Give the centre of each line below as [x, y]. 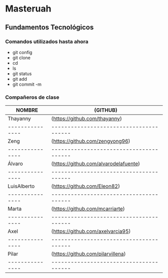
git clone [21, 58]
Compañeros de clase [32, 97]
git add [20, 79]
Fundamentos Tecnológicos [49, 27]
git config [22, 52]
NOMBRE [27, 110]
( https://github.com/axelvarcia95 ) [91, 231]
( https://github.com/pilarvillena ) [88, 254]
